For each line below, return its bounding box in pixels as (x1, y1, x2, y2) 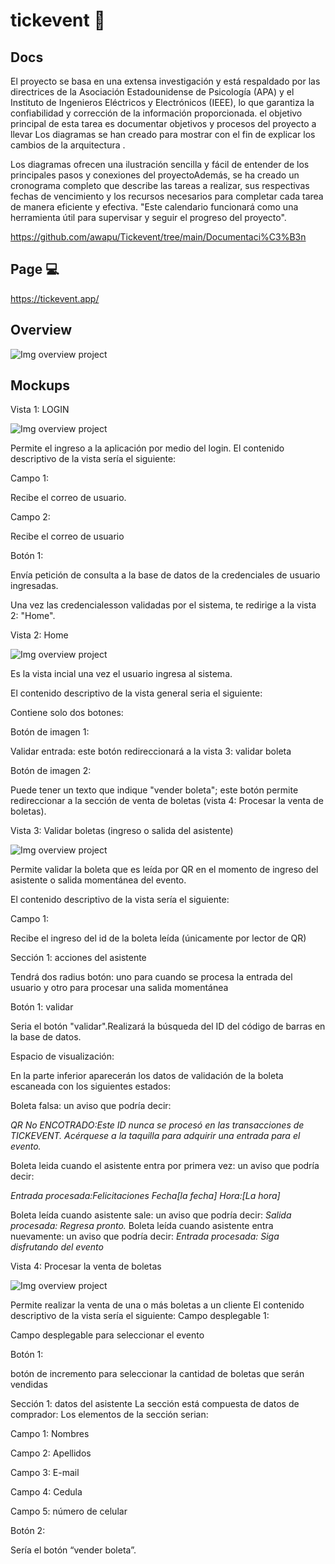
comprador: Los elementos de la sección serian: (10, 1409, 209, 1421)
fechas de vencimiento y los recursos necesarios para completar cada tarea (10, 190, 324, 202)
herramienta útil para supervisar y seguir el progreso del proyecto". (10, 212, 287, 223)
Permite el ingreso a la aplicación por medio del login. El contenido (10, 442, 285, 454)
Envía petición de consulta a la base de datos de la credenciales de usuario (10, 569, 321, 581)
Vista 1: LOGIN (10, 404, 70, 416)
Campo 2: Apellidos (10, 1447, 92, 1459)
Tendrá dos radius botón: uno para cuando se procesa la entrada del (10, 971, 293, 983)
